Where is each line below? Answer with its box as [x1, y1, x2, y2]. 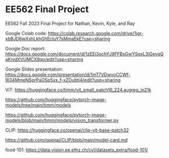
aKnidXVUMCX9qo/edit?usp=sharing [5, 56, 83, 62]
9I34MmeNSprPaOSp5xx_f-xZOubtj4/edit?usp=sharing [5, 77, 121, 83]
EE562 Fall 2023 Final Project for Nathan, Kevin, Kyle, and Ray [5, 20, 136, 26]
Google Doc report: [5, 45, 46, 51]
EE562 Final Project [5, 4, 89, 15]
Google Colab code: [5, 30, 47, 36]
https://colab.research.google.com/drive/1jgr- [48, 30, 144, 36]
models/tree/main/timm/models [5, 102, 71, 108]
